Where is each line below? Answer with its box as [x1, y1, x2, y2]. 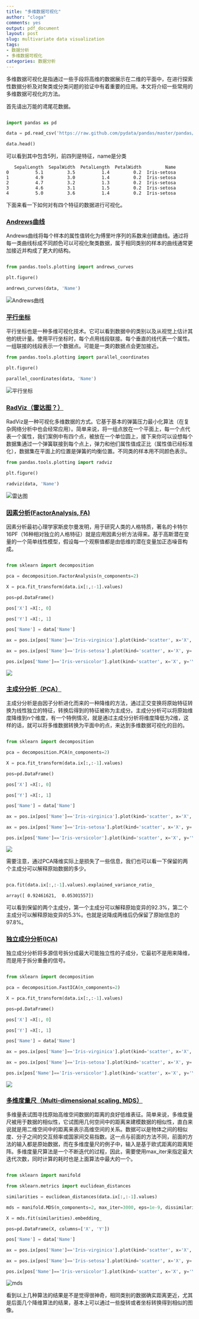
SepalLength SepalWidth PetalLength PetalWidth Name [14, 164, 176, 171]
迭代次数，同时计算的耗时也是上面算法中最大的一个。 [6, 1155, 136, 1163]
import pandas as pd [6, 120, 57, 126]
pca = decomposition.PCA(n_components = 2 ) [6, 750, 110, 755]
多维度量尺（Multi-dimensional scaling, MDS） [6, 1096, 143, 1104]
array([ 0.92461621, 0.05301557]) [6, 892, 94, 898]
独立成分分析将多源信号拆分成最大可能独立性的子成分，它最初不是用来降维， [6, 949, 193, 957]
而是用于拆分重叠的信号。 [6, 957, 69, 964]
